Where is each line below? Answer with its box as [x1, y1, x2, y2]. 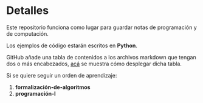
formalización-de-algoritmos [15, 83, 91, 91]
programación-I [15, 90, 56, 97]
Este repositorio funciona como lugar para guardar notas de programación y [6, 24, 198, 31]
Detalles [6, 4, 49, 18]
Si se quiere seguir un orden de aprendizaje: [6, 71, 117, 79]
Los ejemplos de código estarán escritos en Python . [6, 42, 138, 49]
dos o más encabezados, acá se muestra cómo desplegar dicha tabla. [6, 60, 182, 67]
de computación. [6, 30, 49, 37]
